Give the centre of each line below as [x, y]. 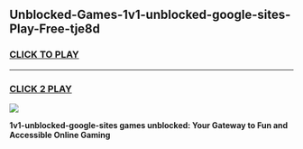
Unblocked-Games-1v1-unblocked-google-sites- [150, 15]
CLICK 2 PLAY [41, 88]
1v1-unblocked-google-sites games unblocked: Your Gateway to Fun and [149, 125]
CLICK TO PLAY [44, 55]
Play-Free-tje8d [55, 29]
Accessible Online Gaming [60, 135]
